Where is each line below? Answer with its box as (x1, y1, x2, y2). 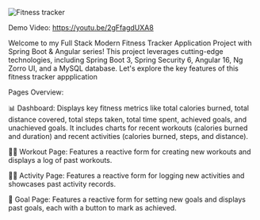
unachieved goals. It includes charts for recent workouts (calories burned (8, 123, 248, 133)
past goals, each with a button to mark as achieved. (8, 203, 177, 212)
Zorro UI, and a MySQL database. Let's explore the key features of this (8, 64, 239, 73)
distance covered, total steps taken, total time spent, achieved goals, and (8, 115, 247, 124)
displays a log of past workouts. (8, 156, 113, 164)
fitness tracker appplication (8, 72, 97, 81)
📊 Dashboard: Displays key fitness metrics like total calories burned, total (8, 103, 250, 113)
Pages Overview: (8, 87, 64, 97)
